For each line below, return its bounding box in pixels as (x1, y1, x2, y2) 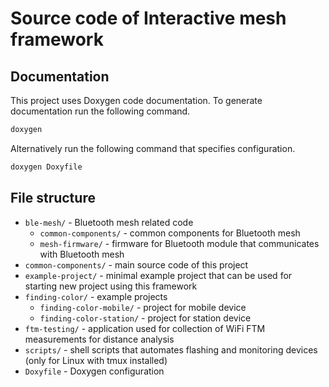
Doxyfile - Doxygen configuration (24, 365, 165, 377)
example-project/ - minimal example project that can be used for (24, 269, 293, 281)
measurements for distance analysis (24, 333, 175, 345)
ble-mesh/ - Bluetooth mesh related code (24, 216, 194, 228)
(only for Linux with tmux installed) (24, 354, 168, 366)
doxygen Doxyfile (10, 162, 83, 172)
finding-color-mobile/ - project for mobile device (39, 301, 247, 313)
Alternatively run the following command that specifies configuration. (10, 142, 296, 154)
